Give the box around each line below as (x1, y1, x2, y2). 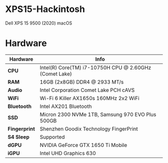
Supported (39, 133, 65, 140)
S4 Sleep (7, 133, 30, 140)
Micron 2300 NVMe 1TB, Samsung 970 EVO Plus (39, 111, 156, 118)
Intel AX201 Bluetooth (39, 102, 92, 109)
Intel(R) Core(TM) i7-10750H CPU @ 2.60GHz (39, 64, 151, 71)
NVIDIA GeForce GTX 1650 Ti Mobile (39, 141, 127, 148)
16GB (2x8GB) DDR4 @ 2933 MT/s (39, 78, 124, 85)
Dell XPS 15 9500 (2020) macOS (5, 20, 72, 26)
